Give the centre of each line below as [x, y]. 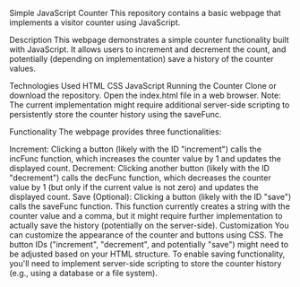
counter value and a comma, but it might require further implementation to [146, 216]
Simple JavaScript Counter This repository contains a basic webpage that [145, 13]
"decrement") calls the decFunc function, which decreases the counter [140, 178]
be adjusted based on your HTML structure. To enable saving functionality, [147, 254]
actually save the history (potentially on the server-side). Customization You [149, 225]
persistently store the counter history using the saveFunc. [116, 114]
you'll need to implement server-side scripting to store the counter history [146, 263]
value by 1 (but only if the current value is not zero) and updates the [134, 187]
